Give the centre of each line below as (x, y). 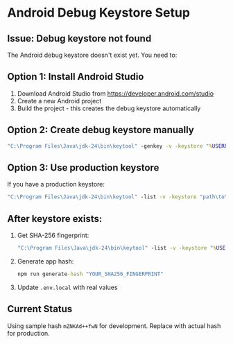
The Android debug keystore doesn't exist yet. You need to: (92, 55)
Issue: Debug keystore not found (79, 38)
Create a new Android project (59, 101)
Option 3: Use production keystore (83, 167)
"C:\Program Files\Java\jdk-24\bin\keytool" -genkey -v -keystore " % (110, 146)
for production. (28, 333)
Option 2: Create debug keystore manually (101, 130)
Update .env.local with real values (67, 287)
